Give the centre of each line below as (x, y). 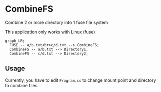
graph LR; (15, 41)
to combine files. (22, 85)
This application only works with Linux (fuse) (50, 32)
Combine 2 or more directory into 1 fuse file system (57, 22)
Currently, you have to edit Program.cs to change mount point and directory (80, 80)
